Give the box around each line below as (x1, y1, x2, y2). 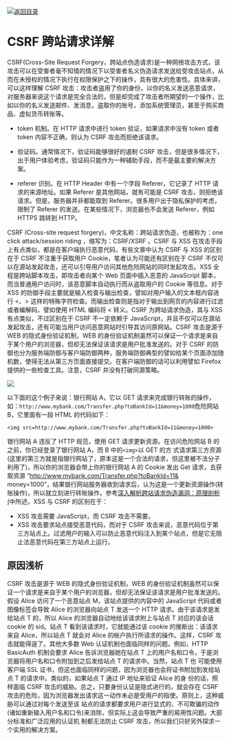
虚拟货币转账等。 (19, 109, 67, 118)
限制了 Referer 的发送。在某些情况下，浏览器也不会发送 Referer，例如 (16, 205, 215, 213)
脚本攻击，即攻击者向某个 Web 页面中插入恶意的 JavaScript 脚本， (30, 271, 220, 279)
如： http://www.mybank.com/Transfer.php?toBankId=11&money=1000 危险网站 (7, 402, 219, 410)
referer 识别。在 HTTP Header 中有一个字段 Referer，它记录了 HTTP (16, 179, 211, 187)
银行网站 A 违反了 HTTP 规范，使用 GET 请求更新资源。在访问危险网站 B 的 (7, 437, 220, 445)
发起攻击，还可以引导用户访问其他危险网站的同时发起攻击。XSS (30, 262, 212, 271)
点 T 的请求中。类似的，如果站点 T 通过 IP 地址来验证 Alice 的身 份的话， (7, 674, 212, 682)
